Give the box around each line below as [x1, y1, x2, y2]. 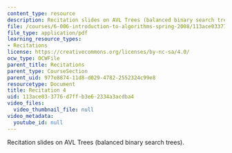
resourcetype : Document [7, 81, 76, 88]
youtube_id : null [13, 119, 64, 126]
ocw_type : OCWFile [7, 55, 60, 62]
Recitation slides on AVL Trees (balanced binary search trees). [7, 138, 184, 146]
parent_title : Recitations [7, 61, 85, 68]
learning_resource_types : [7, 36, 81, 43]
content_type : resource [7, 10, 76, 17]
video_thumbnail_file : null [13, 106, 95, 113]
